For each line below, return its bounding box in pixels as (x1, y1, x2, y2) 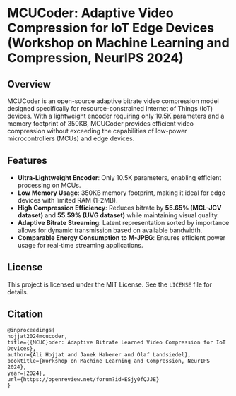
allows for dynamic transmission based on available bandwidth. (17, 226, 203, 234)
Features (7, 155, 47, 167)
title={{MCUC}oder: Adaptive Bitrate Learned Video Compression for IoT (7, 339, 226, 347)
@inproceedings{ (7, 327, 55, 334)
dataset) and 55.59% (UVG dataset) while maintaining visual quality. (17, 210, 219, 220)
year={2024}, (7, 370, 46, 377)
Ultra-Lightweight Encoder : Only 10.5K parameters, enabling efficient (17, 173, 222, 181)
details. (7, 287, 29, 296)
